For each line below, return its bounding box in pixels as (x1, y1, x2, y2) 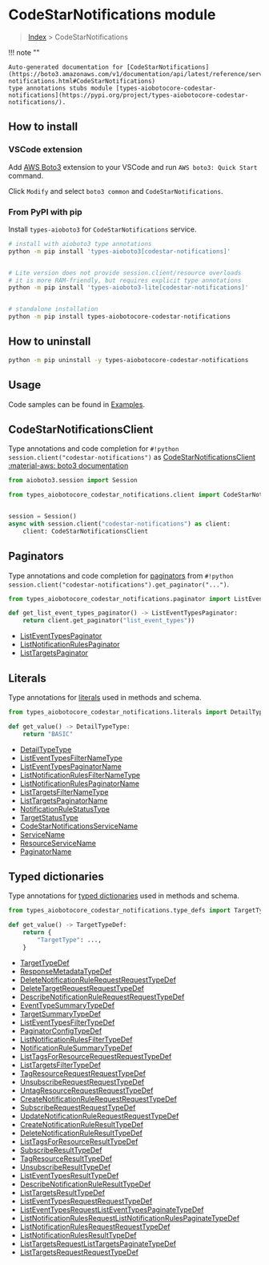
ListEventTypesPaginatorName (19, 761, 122, 771)
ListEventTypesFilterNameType (19, 753, 122, 763)
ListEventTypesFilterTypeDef (19, 1017, 115, 1027)
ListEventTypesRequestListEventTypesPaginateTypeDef (19, 1204, 204, 1215)
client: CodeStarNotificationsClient (22, 527, 149, 535)
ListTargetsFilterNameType (19, 787, 109, 796)
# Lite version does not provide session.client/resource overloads (8, 268, 242, 277)
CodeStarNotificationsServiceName (19, 821, 139, 831)
